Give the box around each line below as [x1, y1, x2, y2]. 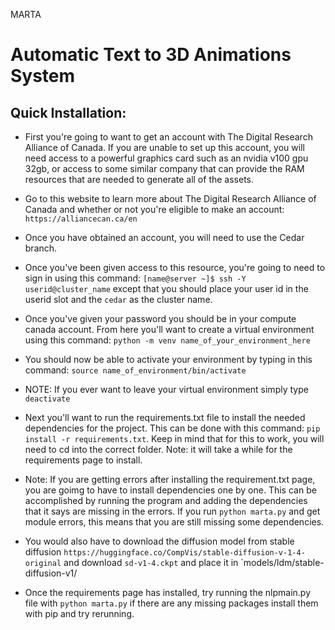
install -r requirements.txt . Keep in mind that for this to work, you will [24, 433, 325, 444]
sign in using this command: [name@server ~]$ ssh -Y [24, 272, 247, 284]
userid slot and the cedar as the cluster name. [24, 294, 213, 305]
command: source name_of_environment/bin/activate [24, 364, 247, 376]
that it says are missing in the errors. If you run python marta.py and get [24, 505, 321, 517]
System [10, 65, 76, 88]
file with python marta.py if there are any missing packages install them [24, 597, 319, 609]
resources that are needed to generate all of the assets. [24, 174, 255, 185]
